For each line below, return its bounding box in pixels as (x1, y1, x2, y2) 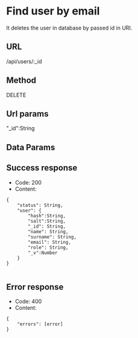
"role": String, (28, 244, 69, 250)
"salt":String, (28, 218, 66, 224)
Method (6, 75, 37, 86)
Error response (6, 282, 64, 292)
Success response (6, 163, 78, 173)
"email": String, (28, 239, 71, 245)
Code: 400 (14, 298, 42, 305)
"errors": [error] (17, 321, 63, 327)
